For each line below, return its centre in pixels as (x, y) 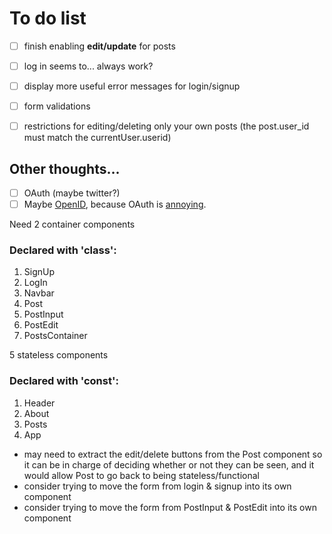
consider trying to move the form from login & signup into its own (157, 486)
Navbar (39, 293)
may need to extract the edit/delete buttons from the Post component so (173, 454)
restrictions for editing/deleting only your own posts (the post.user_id (166, 126)
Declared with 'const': (64, 381)
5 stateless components (59, 355)
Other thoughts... (65, 168)
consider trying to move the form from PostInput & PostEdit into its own (170, 507)
